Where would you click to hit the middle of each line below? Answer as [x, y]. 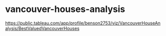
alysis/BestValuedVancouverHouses [42, 28]
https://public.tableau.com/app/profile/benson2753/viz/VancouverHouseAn [83, 23]
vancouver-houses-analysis [65, 9]
